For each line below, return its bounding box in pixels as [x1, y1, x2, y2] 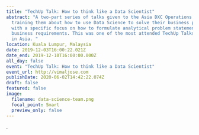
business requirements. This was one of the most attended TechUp [11, 31, 179, 37]
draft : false [6, 80, 38, 86]
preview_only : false [11, 107, 62, 113]
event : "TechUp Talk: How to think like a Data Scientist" [6, 63, 155, 70]
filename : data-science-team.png [11, 96, 94, 102]
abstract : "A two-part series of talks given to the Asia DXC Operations [6, 14, 192, 20]
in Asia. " [11, 36, 38, 42]
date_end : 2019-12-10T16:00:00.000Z [6, 52, 97, 58]
